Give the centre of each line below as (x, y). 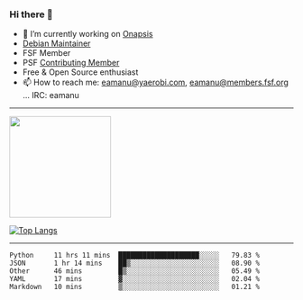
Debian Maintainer (56, 43)
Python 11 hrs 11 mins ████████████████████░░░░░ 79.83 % (134, 256)
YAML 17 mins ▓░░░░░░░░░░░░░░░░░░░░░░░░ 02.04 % (134, 279)
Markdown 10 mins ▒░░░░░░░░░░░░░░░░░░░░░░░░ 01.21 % (134, 287)
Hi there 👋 (32, 14)
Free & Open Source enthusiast (80, 72)
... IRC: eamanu (50, 95)
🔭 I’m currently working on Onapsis (87, 34)
